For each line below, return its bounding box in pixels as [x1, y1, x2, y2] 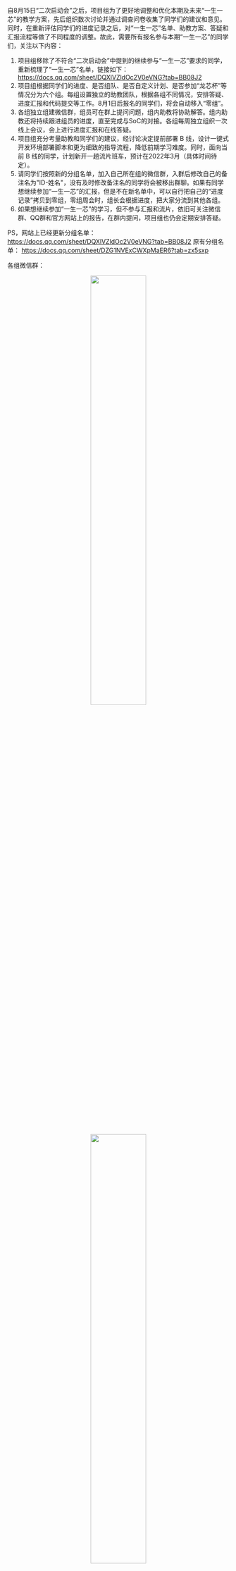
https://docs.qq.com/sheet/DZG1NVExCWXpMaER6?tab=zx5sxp [20, 246, 209, 254]
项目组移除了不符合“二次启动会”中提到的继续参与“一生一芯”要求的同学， [17, 56, 227, 65]
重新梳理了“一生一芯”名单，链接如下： [17, 66, 129, 73]
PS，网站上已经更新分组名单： [7, 228, 96, 237]
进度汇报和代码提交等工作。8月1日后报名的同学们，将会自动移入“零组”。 [17, 99, 228, 107]
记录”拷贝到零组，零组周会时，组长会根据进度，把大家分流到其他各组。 [17, 196, 224, 204]
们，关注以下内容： [7, 42, 63, 49]
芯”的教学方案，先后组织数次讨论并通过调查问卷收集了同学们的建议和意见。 [7, 15, 227, 23]
